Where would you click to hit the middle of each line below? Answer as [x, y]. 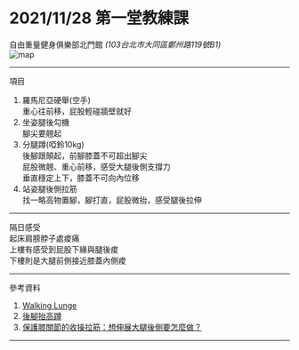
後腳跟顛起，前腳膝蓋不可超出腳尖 [85, 155]
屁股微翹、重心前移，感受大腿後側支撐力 [96, 166]
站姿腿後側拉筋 [49, 188]
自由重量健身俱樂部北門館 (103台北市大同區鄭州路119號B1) [115, 44]
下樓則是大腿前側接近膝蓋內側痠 [68, 260]
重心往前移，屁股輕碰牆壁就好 [77, 111]
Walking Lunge [49, 305]
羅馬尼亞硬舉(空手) [57, 99]
